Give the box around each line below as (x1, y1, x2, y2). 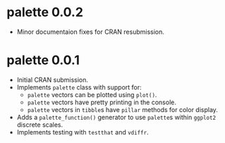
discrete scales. (16, 120, 63, 129)
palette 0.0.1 (6, 52, 80, 68)
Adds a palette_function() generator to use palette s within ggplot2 (16, 113, 217, 121)
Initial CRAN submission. (16, 75, 89, 84)
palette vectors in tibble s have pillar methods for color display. (27, 105, 218, 113)
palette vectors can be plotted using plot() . (27, 90, 157, 99)
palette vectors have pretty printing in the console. (27, 98, 177, 106)
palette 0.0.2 (6, 4, 84, 20)
